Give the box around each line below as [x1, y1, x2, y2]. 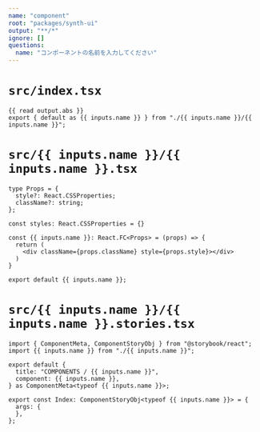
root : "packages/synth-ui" [8, 19, 98, 27]
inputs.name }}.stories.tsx [8, 317, 195, 332]
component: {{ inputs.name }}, [15, 374, 120, 382]
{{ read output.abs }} [8, 106, 84, 114]
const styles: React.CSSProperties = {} [8, 219, 146, 228]
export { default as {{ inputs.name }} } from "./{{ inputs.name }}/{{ [8, 114, 252, 122]
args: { [15, 402, 42, 410]
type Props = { [8, 185, 59, 193]
